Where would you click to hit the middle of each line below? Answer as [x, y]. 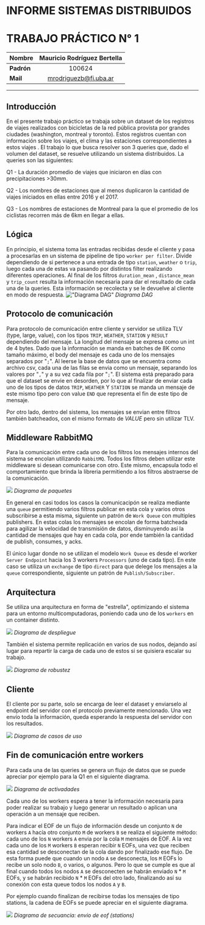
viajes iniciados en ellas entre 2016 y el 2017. [63, 197]
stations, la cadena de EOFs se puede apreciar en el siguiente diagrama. [97, 902]
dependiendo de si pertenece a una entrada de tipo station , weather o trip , [102, 262]
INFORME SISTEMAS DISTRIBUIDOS [99, 11]
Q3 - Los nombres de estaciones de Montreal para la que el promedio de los [102, 208]
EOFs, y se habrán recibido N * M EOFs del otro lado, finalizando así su [94, 877]
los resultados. [25, 723]
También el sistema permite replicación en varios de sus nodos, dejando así [102, 644]
